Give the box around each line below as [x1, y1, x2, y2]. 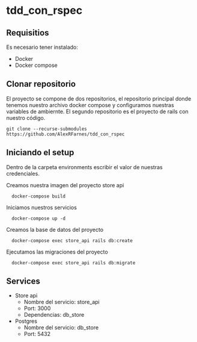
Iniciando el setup [6, 148, 74, 158]
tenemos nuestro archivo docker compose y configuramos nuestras [6, 101, 174, 108]
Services [6, 276, 41, 287]
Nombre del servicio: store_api [23, 299, 100, 306]
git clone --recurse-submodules [6, 126, 87, 132]
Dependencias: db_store [23, 311, 85, 319]
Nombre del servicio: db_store [23, 324, 99, 331]
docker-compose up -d [11, 215, 66, 222]
